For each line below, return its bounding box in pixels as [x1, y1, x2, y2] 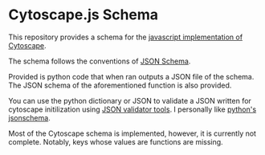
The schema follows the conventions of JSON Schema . [8, 56, 191, 66]
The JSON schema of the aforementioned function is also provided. [8, 80, 232, 90]
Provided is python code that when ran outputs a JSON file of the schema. [8, 71, 255, 81]
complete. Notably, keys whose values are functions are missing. [8, 137, 223, 146]
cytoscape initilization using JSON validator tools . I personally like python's [8, 104, 257, 114]
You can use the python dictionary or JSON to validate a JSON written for [8, 96, 251, 105]
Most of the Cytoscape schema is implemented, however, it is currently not [8, 128, 257, 138]
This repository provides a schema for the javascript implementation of [8, 32, 243, 42]
